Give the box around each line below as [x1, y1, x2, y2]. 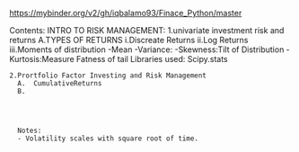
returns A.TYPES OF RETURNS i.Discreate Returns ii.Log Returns [9, 35, 249, 45]
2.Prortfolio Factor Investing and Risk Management [9, 71, 207, 80]
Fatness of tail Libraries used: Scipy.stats [75, 54, 228, 64]
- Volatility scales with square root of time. [17, 134, 199, 143]
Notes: [17, 126, 42, 135]
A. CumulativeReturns [17, 79, 102, 88]
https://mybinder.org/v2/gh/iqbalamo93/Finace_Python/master [9, 8, 242, 18]
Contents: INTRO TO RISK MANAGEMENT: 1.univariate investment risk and [9, 25, 285, 35]
